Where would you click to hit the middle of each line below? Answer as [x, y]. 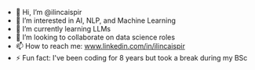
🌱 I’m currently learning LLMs [63, 29]
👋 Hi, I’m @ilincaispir [49, 12]
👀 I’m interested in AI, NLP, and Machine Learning [96, 20]
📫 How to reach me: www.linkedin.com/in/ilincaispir [100, 46]
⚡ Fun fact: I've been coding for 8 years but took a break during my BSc [131, 58]
